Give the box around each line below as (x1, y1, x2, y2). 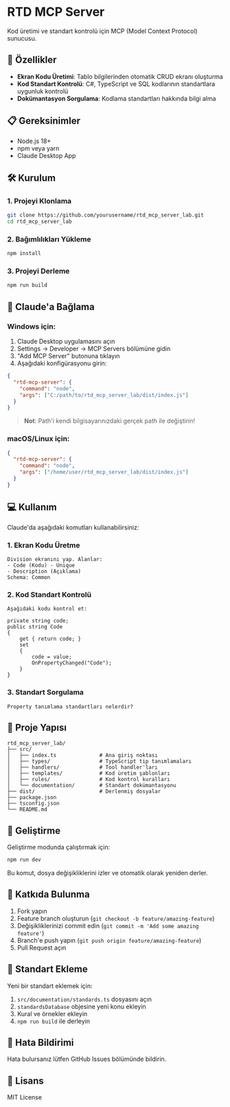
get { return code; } (19, 635, 81, 643)
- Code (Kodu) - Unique (7, 562, 76, 569)
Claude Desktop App (16, 151, 76, 160)
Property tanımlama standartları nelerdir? (7, 703, 134, 710)
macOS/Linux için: (7, 434, 70, 443)
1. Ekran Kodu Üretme (7, 540, 80, 550)
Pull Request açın (16, 943, 67, 952)
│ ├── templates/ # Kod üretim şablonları (7, 770, 170, 777)
